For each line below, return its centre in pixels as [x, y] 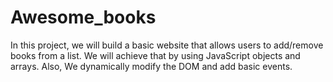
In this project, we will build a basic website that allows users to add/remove [167, 45]
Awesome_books [83, 17]
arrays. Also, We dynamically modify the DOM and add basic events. [151, 66]
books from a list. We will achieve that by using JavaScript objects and [155, 55]
